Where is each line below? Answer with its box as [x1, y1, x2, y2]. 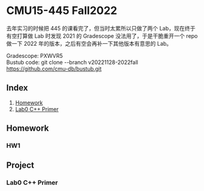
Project [6, 160, 35, 171]
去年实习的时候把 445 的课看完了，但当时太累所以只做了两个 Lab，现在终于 [6, 24, 196, 32]
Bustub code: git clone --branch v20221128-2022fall [6, 59, 138, 66]
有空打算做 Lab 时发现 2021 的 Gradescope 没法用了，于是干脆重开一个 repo [6, 32, 198, 40]
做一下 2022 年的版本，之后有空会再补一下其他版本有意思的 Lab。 [6, 40, 172, 47]
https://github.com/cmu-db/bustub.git [6, 65, 102, 72]
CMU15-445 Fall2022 [6, 4, 118, 18]
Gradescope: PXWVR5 [6, 52, 63, 59]
